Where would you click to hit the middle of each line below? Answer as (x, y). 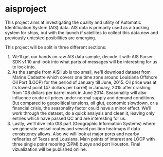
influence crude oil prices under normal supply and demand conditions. (84, 97)
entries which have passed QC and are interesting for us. (69, 118)
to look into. (24, 67)
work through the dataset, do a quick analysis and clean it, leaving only (83, 113)
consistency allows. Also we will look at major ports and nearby (76, 134)
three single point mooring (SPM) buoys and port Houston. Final (76, 144)
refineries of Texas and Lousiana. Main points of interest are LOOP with (83, 139)
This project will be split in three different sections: (56, 47)
